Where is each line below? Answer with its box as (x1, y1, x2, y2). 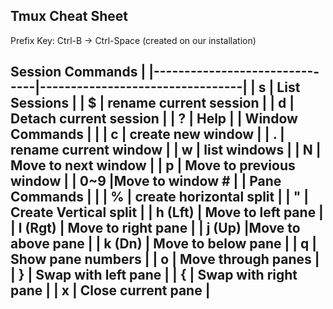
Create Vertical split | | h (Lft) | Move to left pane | (10, 204, 324, 221)
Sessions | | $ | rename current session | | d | (10, 95, 295, 112)
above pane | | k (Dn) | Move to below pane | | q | (10, 235, 318, 253)
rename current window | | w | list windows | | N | (10, 142, 322, 159)
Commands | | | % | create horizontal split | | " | (10, 189, 310, 206)
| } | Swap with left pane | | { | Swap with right (10, 267, 298, 284)
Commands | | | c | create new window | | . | (10, 126, 285, 143)
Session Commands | (10, 64, 147, 81)
